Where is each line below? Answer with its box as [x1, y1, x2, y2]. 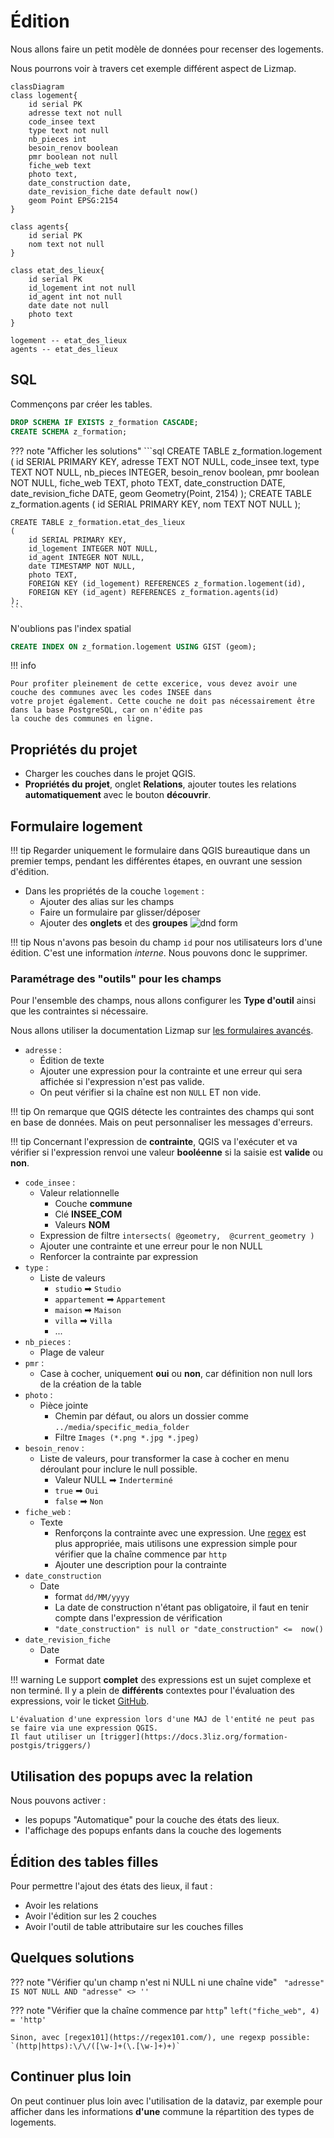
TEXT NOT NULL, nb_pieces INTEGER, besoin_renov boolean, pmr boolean [10, 466, 320, 478]
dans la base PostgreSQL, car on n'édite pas [10, 705, 203, 715]
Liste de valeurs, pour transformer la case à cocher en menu [39, 1453, 290, 1465]
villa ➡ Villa [54, 1315, 113, 1327]
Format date [54, 1655, 105, 1667]
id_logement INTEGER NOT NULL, [28, 543, 159, 554]
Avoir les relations [24, 1899, 99, 1911]
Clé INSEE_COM [54, 1208, 123, 1220]
